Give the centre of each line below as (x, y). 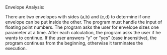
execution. (16, 48)
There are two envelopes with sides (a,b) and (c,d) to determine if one (78, 17)
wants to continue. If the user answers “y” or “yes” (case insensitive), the (81, 38)
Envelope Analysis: (25, 7)
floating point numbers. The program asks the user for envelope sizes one (82, 27)
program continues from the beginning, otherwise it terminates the (74, 43)
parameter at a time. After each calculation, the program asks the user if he (83, 32)
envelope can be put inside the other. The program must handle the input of (84, 22)
